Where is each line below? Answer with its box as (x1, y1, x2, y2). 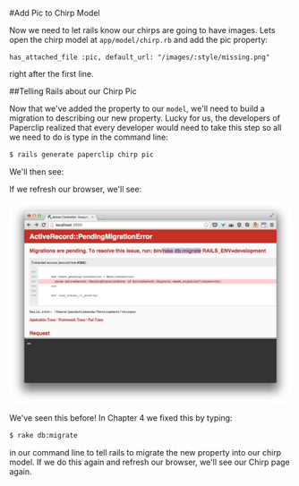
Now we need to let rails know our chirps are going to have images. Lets (9, 25, 276, 35)
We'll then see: (9, 166, 64, 177)
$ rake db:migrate (9, 431, 78, 439)
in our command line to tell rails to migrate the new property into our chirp (9, 447, 282, 457)
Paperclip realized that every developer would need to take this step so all (9, 123, 282, 132)
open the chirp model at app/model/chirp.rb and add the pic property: (9, 35, 269, 45)
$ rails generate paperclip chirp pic (9, 150, 154, 159)
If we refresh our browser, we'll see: (9, 183, 142, 194)
